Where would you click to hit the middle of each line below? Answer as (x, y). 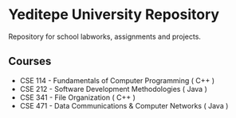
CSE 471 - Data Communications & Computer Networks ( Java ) (124, 105)
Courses (30, 61)
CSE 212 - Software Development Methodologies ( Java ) (113, 89)
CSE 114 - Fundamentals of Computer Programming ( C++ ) (117, 80)
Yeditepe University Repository (114, 15)
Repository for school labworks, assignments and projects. (105, 36)
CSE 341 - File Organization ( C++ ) (77, 97)
